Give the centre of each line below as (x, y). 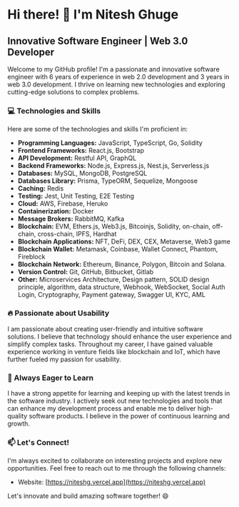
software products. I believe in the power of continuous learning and (129, 416)
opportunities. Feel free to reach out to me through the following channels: (117, 468)
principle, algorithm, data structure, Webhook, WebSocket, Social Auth (122, 287)
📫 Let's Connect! (39, 442)
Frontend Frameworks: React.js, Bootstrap (81, 151)
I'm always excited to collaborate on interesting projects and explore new (115, 461)
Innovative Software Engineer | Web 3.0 (98, 41)
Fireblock (31, 257)
